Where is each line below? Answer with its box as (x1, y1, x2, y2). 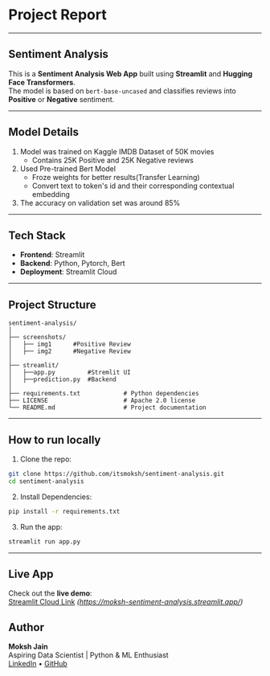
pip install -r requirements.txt (8, 507, 121, 515)
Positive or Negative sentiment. (8, 94, 115, 104)
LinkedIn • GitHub (8, 659, 68, 669)
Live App (8, 567, 54, 580)
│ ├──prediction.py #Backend (8, 375, 117, 383)
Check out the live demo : (8, 588, 92, 598)
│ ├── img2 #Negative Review (8, 347, 131, 355)
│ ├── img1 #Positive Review (8, 340, 131, 349)
